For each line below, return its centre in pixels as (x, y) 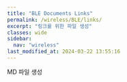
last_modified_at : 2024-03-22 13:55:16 (64, 52)
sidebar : (19, 39)
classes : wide (27, 32)
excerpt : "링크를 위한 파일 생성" (50, 26)
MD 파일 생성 (25, 72)
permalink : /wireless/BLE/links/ (55, 20)
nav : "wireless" (36, 45)
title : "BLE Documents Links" (50, 13)
